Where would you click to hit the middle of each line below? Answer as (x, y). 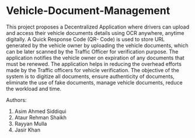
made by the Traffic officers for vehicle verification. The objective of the (93, 70)
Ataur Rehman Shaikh (41, 117)
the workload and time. (34, 89)
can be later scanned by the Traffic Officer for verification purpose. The (92, 51)
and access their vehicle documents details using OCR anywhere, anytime (95, 33)
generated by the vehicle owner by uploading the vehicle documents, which (97, 45)
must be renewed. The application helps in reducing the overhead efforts (94, 64)
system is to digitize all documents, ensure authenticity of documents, (90, 76)
